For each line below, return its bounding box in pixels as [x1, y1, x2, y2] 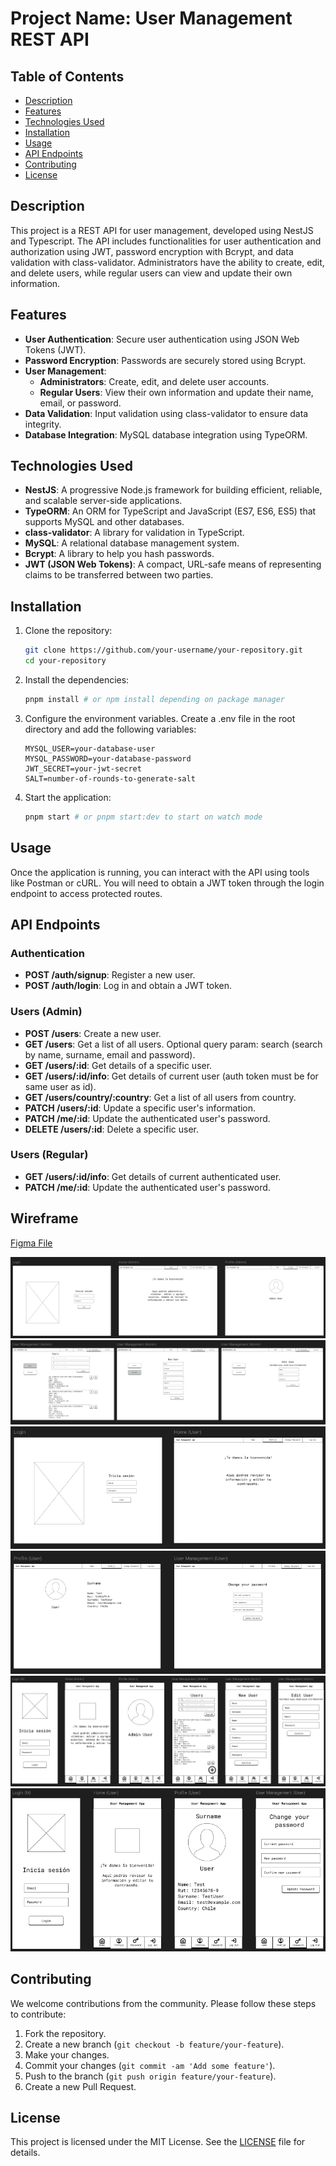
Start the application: [24, 791, 112, 803]
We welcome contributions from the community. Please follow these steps [10, 1997, 317, 2009]
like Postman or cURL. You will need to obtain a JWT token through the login [10, 877, 325, 889]
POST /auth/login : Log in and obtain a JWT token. [24, 980, 233, 992]
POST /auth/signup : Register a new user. [24, 969, 196, 981]
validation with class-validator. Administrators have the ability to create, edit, [10, 256, 325, 268]
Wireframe [10, 1210, 79, 1227]
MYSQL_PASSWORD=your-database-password [24, 753, 192, 764]
